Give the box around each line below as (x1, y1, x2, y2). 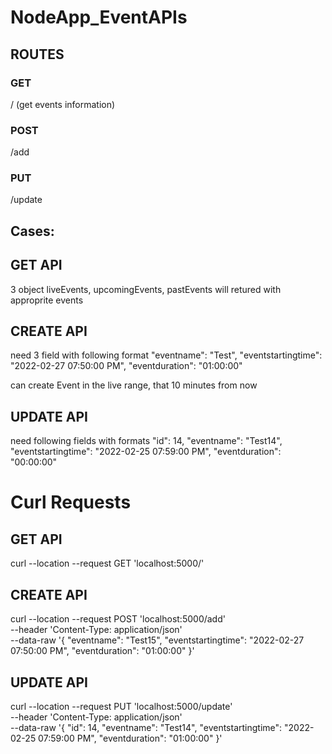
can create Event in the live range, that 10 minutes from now (10, 379, 258, 391)
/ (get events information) (10, 98, 116, 110)
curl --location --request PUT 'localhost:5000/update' (10, 700, 233, 712)
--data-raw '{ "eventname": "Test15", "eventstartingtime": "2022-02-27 (10, 634, 305, 646)
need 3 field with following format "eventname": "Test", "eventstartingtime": (10, 349, 323, 361)
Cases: (10, 222, 55, 240)
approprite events (10, 294, 84, 306)
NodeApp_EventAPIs (10, 6, 188, 29)
